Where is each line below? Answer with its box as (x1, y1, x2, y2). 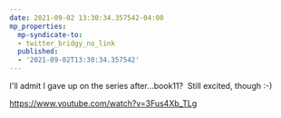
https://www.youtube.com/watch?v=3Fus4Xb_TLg (9, 98, 198, 109)
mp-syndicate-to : (17, 30, 83, 39)
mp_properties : (9, 22, 67, 31)
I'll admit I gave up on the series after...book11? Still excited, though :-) (9, 81, 273, 91)
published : (17, 47, 59, 56)
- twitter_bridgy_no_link (17, 38, 116, 48)
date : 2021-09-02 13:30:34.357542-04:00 (9, 13, 165, 23)
